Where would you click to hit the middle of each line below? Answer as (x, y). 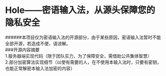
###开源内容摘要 (22, 50)
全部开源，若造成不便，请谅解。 (38, 43)
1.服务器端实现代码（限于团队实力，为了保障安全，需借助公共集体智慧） (79, 56)
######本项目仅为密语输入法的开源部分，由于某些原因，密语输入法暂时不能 (83, 37)
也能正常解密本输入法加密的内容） (40, 68)
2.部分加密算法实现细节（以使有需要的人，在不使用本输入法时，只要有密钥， (83, 62)
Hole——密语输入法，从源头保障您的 (80, 10)
